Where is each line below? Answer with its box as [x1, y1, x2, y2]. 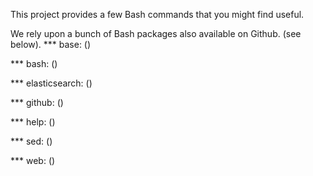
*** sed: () [10, 135, 53, 147]
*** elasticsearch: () [10, 77, 93, 89]
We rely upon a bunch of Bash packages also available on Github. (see [10, 28, 302, 39]
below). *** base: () [10, 39, 92, 50]
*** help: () [10, 116, 56, 128]
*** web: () [10, 155, 56, 166]
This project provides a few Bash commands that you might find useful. [10, 9, 305, 20]
